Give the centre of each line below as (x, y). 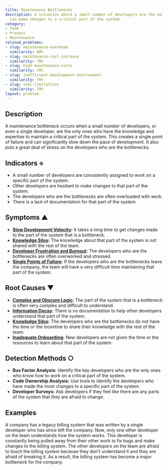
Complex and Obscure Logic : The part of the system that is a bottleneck (87, 300)
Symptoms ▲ (27, 218)
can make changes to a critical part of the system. (66, 19)
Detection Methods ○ (39, 359)
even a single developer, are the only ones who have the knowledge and (79, 131)
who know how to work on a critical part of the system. (69, 376)
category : (15, 24)
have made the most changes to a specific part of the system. (76, 386)
